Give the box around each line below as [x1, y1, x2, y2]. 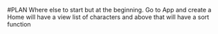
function [7, 20, 31, 28]
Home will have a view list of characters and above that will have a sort [7, 13, 210, 21]
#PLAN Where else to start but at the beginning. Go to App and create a [7, 6, 212, 14]
